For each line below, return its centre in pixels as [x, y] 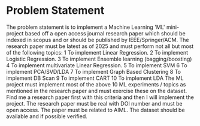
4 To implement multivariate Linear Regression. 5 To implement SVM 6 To [97, 65]
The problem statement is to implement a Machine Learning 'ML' [86, 27]
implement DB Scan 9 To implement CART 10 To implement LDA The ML [95, 78]
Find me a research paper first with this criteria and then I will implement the [100, 97]
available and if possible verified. [47, 116]
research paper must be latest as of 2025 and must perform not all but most [100, 46]
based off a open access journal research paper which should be [105, 33]
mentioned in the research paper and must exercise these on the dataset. [97, 91]
